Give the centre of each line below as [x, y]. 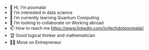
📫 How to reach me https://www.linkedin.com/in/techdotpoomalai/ [77, 28]
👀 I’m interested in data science [41, 12]
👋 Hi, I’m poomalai [28, 7]
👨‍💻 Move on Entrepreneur [35, 42]
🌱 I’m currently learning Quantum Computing [54, 18]
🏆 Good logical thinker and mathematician [52, 35]
